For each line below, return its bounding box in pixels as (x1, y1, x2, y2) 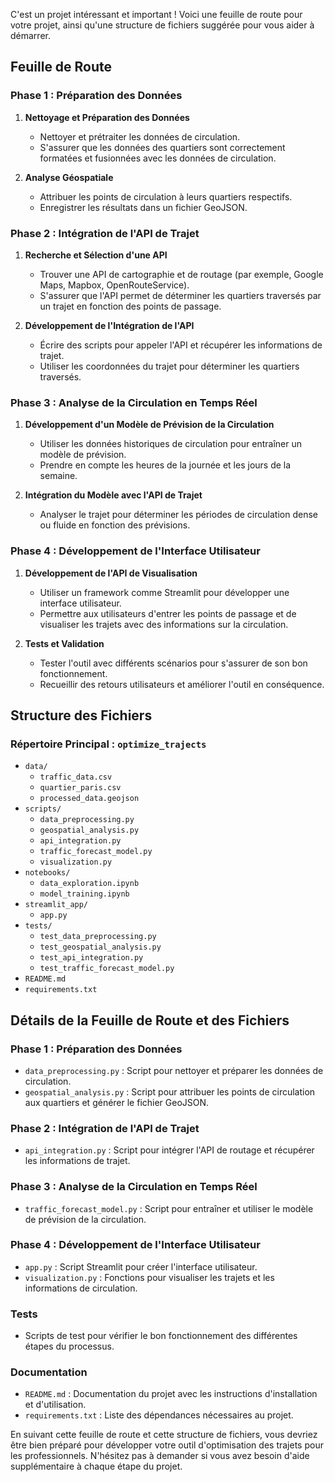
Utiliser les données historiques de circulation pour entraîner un (39, 438, 302, 450)
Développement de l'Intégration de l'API (24, 319, 195, 331)
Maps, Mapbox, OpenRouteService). (39, 279, 190, 291)
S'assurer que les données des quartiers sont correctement (39, 141, 286, 153)
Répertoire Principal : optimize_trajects (10, 737, 207, 751)
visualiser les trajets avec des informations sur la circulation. (39, 618, 289, 630)
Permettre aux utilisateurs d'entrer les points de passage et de (39, 607, 297, 619)
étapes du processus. (24, 1340, 115, 1353)
